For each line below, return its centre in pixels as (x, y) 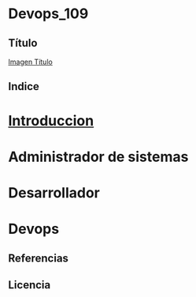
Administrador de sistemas (98, 157)
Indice (24, 86)
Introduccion (51, 120)
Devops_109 (48, 14)
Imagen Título (30, 62)
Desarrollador (54, 192)
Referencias (39, 258)
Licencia (30, 285)
